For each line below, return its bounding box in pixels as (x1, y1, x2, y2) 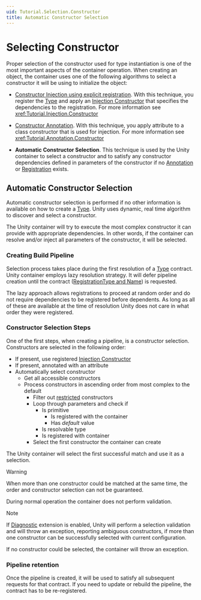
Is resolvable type (41, 425, 86, 433)
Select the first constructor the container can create (32, 438, 161, 445)
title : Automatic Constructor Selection (6, 14, 109, 20)
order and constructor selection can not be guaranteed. (6, 486, 144, 493)
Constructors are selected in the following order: (6, 344, 126, 351)
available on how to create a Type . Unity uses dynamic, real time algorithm (6, 205, 191, 212)
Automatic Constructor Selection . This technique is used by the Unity (14, 146, 190, 153)
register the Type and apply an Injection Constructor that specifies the (14, 97, 189, 105)
